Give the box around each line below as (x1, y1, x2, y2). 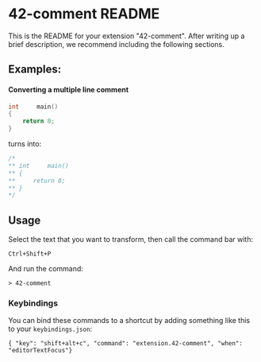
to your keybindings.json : (8, 324, 93, 334)
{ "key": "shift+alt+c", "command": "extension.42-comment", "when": (8, 340, 244, 348)
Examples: (8, 63, 62, 76)
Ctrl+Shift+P (8, 250, 52, 259)
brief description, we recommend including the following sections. (8, 39, 225, 49)
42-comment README (8, 5, 160, 23)
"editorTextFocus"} (8, 347, 73, 355)
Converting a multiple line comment (8, 84, 129, 94)
